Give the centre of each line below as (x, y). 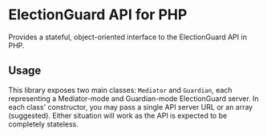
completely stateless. (43, 124)
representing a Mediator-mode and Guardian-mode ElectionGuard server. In (133, 99)
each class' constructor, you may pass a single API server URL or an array (131, 107)
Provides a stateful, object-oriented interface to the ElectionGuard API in (127, 37)
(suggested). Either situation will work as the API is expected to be (118, 115)
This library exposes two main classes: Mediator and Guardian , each (120, 90)
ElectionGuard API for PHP (98, 15)
